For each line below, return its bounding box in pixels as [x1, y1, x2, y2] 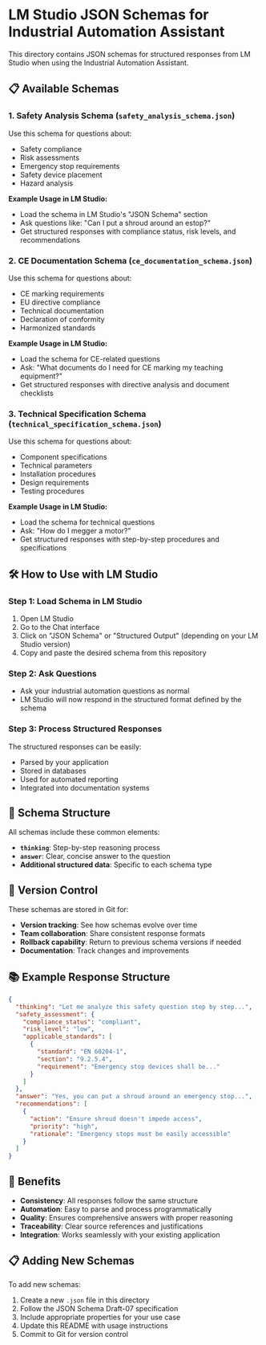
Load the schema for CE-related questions [19, 354, 160, 363]
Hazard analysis [19, 178, 74, 188]
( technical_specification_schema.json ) [8, 418, 162, 429]
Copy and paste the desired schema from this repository [19, 648, 207, 657]
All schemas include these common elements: [8, 828, 160, 837]
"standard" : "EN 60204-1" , [37, 1048, 127, 1056]
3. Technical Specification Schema [8, 408, 147, 419]
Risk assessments [19, 153, 80, 162]
